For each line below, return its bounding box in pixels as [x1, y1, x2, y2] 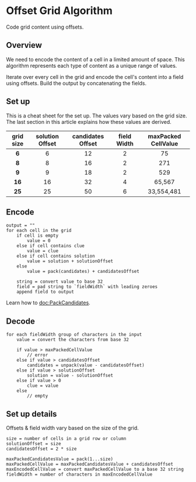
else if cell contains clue [16, 243, 85, 249]
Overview [6, 40, 43, 50]
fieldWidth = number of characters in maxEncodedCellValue [6, 471, 153, 477]
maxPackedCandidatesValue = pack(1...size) [6, 456, 114, 462]
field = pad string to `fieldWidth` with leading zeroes [16, 284, 158, 290]
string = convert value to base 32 [16, 279, 103, 285]
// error [27, 352, 48, 358]
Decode [6, 316, 35, 326]
